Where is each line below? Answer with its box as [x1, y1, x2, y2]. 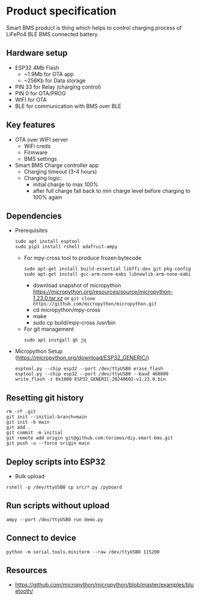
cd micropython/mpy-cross [32, 306, 101, 314]
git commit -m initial [6, 430, 63, 436]
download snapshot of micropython [32, 282, 121, 289]
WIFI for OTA [14, 96, 47, 103]
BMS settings [23, 155, 57, 162]
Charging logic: [23, 174, 62, 181]
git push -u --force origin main [6, 440, 90, 446]
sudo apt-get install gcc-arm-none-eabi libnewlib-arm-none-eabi [23, 271, 191, 278]
